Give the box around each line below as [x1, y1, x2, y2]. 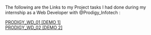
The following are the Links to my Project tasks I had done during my [5, 4, 146, 10]
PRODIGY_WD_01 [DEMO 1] [5, 19, 61, 25]
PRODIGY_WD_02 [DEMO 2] [5, 24, 63, 30]
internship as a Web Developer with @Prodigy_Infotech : [5, 9, 121, 15]
